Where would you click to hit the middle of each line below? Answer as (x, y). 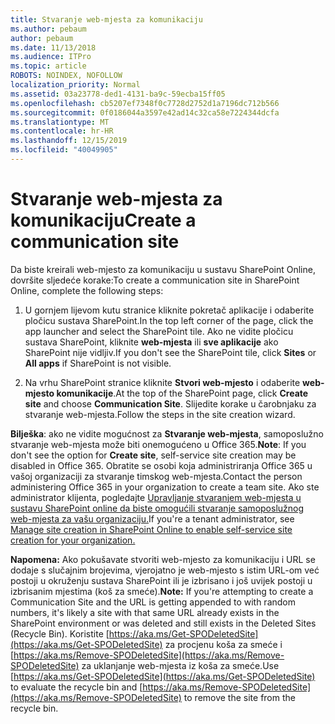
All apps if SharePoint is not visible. (98, 363)
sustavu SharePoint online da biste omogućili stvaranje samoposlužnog (157, 508)
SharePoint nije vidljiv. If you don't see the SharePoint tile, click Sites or (170, 352)
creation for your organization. (73, 540)
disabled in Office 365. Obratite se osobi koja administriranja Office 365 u (161, 465)
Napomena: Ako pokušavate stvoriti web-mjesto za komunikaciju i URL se (163, 559)
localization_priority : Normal (75, 85)
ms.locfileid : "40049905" (64, 150)
